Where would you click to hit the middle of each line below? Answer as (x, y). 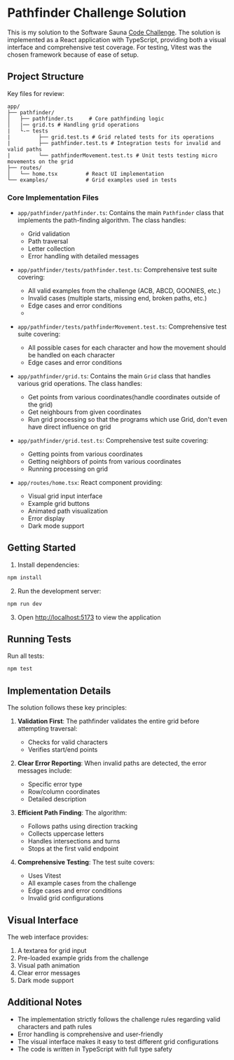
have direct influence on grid (69, 427)
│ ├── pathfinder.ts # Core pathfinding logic (86, 118)
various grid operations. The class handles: (80, 384)
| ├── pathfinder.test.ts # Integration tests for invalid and (114, 143)
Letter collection (51, 249)
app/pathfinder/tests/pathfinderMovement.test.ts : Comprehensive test (122, 326)
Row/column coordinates (64, 792)
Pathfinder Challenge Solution (97, 13)
